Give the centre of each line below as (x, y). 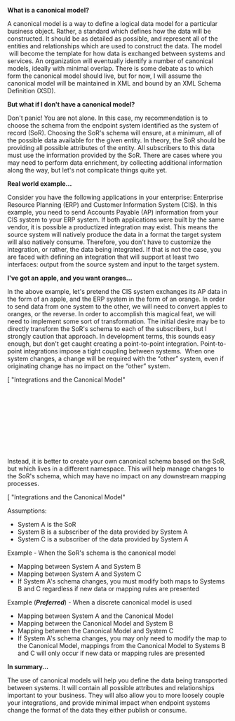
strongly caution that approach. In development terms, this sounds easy (111, 336)
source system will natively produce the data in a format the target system (115, 235)
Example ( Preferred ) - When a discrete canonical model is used (100, 602)
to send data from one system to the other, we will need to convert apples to (117, 306)
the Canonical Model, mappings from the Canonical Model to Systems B (121, 646)
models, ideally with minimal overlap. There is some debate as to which (110, 68)
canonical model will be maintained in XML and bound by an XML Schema (114, 83)
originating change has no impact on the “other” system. (89, 366)
